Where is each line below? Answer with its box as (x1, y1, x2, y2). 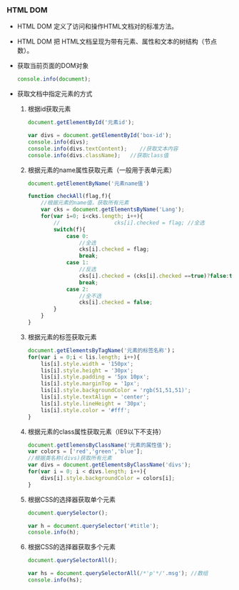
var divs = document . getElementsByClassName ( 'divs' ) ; (27, 461, 191, 469)
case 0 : (66, 232, 89, 240)
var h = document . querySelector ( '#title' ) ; (27, 522, 160, 529)
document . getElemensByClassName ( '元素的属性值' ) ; (27, 441, 172, 449)
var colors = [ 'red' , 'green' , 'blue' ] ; (27, 448, 143, 455)
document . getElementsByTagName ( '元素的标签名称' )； (27, 346, 176, 354)
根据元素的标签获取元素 (27, 332, 97, 341)
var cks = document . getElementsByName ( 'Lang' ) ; (41, 206, 185, 214)
